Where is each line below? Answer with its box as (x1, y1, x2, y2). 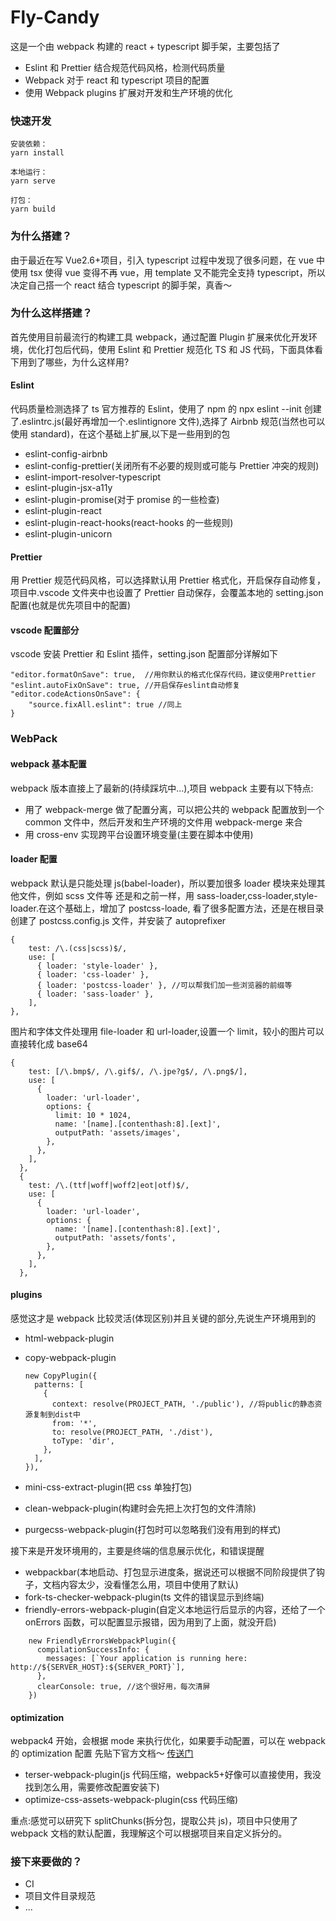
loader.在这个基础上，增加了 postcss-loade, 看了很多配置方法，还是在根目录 (10, 902, 325, 914)
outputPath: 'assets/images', (54, 1127, 182, 1138)
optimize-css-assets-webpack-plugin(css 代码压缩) (24, 1794, 239, 1806)
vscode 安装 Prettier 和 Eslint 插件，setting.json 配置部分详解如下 (10, 648, 279, 660)
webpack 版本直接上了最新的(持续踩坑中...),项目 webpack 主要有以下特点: (10, 782, 314, 794)
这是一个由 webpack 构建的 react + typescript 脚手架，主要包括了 (10, 40, 281, 52)
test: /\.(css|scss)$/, (28, 943, 128, 953)
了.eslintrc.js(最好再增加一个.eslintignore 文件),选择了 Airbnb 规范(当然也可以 (10, 416, 326, 428)
